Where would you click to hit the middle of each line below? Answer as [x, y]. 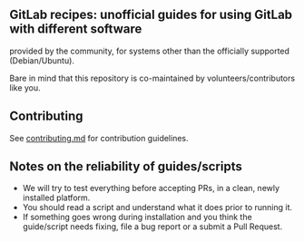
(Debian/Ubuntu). [42, 60]
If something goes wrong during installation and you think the [137, 217]
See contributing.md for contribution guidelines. [99, 138]
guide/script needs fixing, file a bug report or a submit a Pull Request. [152, 227]
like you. [25, 87]
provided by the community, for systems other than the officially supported [150, 51]
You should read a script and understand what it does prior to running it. [157, 207]
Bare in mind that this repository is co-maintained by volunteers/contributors [152, 78]
